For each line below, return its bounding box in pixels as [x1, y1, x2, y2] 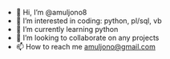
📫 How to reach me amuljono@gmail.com [15, 42, 156, 51]
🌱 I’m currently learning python [15, 25, 119, 33]
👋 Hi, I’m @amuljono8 [15, 8, 87, 17]
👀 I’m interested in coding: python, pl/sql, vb [15, 16, 162, 26]
